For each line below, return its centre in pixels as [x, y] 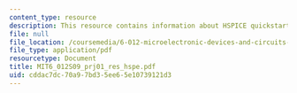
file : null [29, 34]
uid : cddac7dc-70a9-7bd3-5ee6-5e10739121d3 [91, 75]
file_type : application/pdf [61, 50]
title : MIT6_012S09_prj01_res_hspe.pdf [83, 67]
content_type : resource [53, 17]
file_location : [37, 42]
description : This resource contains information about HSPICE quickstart [150, 26]
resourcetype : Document [53, 58]
